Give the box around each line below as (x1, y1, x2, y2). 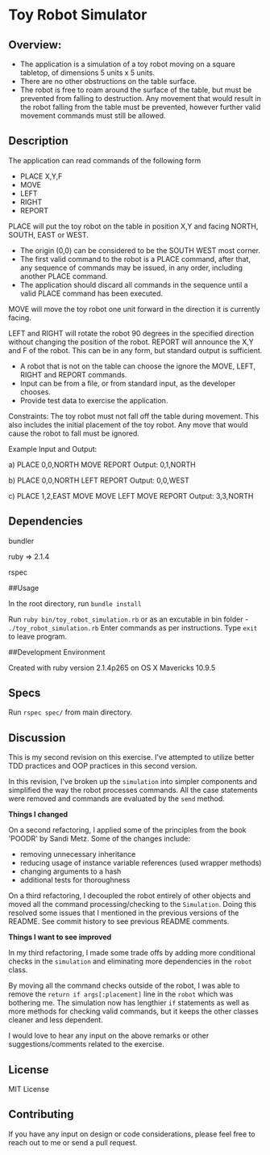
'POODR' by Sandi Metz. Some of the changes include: (8, 834, 191, 844)
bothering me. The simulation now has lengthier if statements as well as (8, 998, 250, 1008)
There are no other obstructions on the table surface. (19, 77, 197, 86)
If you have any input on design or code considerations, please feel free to (8, 1129, 255, 1139)
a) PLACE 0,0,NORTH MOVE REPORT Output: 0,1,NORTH (8, 459, 196, 470)
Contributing (8, 1107, 74, 1121)
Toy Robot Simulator (8, 6, 147, 24)
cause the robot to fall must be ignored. (8, 428, 139, 438)
